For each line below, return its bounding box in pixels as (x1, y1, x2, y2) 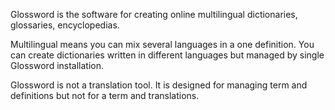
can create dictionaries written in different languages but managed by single (10, 49, 325, 61)
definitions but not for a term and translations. (10, 90, 200, 101)
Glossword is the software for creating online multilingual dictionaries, (10, 9, 298, 20)
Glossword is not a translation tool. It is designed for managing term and (10, 79, 308, 91)
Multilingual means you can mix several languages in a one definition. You (10, 39, 315, 50)
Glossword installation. (10, 60, 105, 71)
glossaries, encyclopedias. (10, 19, 120, 31)
